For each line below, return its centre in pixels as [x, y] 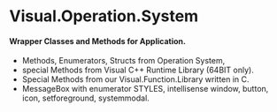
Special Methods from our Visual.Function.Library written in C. [135, 79]
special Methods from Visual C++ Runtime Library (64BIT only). [138, 70]
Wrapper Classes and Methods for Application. [97, 41]
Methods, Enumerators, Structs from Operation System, [123, 61]
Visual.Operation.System [104, 16]
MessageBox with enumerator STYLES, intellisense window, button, [145, 89]
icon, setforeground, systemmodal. [86, 98]
